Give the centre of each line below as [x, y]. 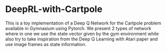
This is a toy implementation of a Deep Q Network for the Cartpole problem [83, 23]
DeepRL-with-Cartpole [54, 9]
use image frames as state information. [46, 44]
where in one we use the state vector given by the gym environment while [82, 33]
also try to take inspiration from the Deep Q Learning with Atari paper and [81, 39]
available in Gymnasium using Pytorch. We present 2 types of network [78, 28]
